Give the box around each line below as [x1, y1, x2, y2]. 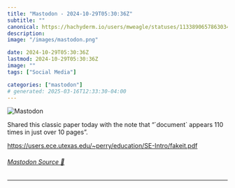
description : [7, 29, 45, 37]
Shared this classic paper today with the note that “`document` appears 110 [7, 121, 224, 129]
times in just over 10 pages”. [7, 128, 88, 137]
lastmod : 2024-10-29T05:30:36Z [7, 55, 99, 63]
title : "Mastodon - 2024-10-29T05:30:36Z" [7, 10, 133, 18]
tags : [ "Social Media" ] [7, 68, 77, 76]
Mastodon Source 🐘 [7, 157, 65, 166]
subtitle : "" [7, 17, 45, 24]
